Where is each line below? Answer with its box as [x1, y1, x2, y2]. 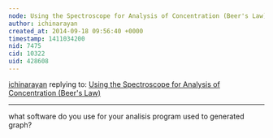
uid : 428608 [8, 58, 49, 66]
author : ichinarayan [8, 19, 79, 28]
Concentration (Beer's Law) [8, 88, 102, 97]
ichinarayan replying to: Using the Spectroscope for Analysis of [8, 79, 221, 89]
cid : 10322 [8, 50, 45, 58]
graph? [8, 119, 32, 130]
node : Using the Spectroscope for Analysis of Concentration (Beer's [8, 11, 249, 20]
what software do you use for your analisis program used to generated [8, 111, 245, 121]
